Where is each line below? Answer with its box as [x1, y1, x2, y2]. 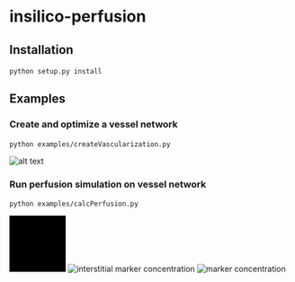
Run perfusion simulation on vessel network [9, 178, 207, 190]
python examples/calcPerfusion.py [9, 199, 139, 208]
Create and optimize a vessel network [9, 119, 178, 131]
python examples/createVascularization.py [9, 139, 171, 149]
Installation [9, 42, 74, 57]
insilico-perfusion [9, 6, 147, 27]
